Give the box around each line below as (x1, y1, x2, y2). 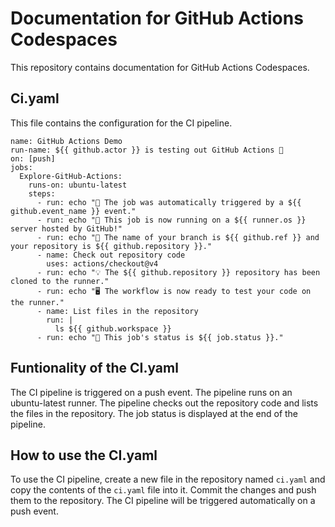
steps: (28, 188, 56, 199)
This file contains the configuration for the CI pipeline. (10, 117, 233, 129)
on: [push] (10, 153, 56, 164)
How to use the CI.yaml (10, 447, 158, 464)
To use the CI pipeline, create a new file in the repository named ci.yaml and (10, 473, 326, 486)
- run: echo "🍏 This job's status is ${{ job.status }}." (36, 332, 284, 342)
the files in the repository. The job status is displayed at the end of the (10, 407, 299, 419)
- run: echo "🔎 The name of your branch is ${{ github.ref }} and (36, 232, 320, 242)
